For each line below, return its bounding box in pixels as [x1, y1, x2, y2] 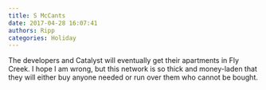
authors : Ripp [8, 26, 56, 34]
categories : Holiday [8, 33, 77, 42]
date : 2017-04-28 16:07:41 [8, 19, 98, 27]
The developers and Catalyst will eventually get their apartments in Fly [8, 56, 240, 65]
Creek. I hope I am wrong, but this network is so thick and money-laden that [8, 65, 257, 74]
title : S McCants [8, 11, 66, 20]
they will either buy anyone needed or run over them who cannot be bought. [8, 72, 259, 82]
